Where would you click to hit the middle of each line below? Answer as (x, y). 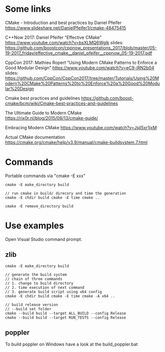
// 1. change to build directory (39, 283)
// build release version (31, 305)
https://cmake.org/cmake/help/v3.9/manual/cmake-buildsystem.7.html (76, 142)
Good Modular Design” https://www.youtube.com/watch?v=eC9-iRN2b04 (80, 68)
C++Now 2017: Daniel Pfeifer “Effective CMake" (54, 37)
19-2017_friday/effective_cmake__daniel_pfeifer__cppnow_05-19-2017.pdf (79, 53)
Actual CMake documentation (35, 137)
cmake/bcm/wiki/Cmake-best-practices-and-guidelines (62, 103)
